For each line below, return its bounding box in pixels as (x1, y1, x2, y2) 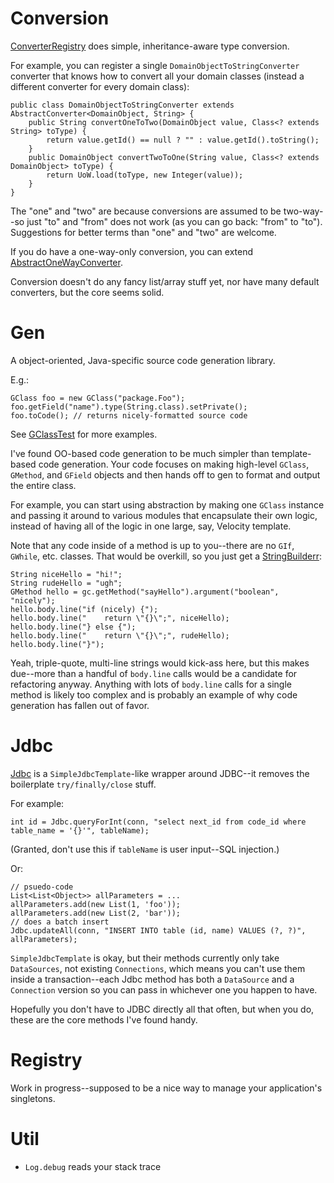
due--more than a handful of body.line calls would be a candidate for (10, 667, 298, 679)
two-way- (283, 205, 324, 217)
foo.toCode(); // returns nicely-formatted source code (10, 410, 248, 421)
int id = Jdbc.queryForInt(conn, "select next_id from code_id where (10, 817, 307, 827)
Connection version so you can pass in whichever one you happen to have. (10, 983, 318, 996)
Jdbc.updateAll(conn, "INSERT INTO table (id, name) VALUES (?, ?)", (10, 925, 307, 936)
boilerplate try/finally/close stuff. (10, 778, 157, 790)
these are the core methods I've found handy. (10, 1013, 198, 1026)
